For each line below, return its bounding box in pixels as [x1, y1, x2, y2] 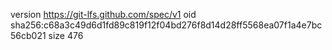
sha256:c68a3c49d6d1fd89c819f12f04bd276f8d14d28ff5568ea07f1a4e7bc [10, 19, 323, 31]
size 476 [48, 30, 84, 41]
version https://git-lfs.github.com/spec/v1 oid [10, 9, 197, 20]
